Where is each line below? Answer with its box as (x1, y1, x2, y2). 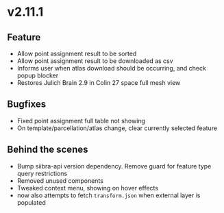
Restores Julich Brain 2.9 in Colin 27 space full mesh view (16, 79, 181, 86)
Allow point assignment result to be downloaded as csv (16, 57, 173, 65)
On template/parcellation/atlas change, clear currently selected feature (16, 124, 218, 132)
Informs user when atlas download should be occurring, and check (16, 64, 207, 72)
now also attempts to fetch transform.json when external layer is (16, 191, 201, 199)
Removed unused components (16, 176, 104, 185)
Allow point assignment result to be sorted (16, 49, 137, 58)
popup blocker (16, 71, 59, 79)
